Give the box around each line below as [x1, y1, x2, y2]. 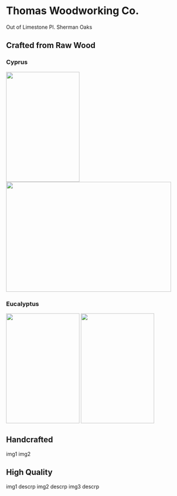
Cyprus [6, 58, 28, 66]
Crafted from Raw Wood [6, 40, 96, 50]
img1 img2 [6, 450, 31, 457]
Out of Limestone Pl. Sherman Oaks [6, 23, 93, 30]
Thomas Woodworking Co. [6, 4, 139, 18]
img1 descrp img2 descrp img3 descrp [6, 483, 100, 490]
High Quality [6, 467, 53, 477]
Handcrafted [6, 435, 53, 445]
